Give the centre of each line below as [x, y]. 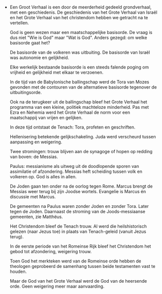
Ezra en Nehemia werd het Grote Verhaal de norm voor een [70, 112]
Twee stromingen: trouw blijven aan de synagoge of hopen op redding [81, 151]
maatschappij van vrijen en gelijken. [46, 117]
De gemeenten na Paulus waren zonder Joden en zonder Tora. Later [79, 206]
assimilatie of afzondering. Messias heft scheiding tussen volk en [76, 171]
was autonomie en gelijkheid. [39, 58]
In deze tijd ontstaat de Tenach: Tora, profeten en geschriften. [72, 127]
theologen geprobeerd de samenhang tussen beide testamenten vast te [82, 266]
